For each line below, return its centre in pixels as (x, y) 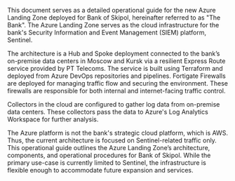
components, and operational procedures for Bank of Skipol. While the (109, 155)
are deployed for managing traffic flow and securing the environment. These (117, 83)
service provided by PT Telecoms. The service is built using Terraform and (115, 68)
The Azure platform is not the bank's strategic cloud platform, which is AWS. (117, 133)
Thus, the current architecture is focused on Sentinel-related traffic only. (112, 140)
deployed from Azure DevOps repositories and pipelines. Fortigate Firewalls (116, 76)
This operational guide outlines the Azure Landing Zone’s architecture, (109, 148)
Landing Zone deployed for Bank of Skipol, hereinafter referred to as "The (114, 18)
